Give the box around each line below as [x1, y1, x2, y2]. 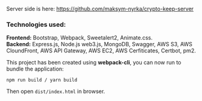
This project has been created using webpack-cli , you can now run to [6, 59, 181, 66]
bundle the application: [6, 65, 64, 72]
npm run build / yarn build [6, 77, 78, 83]
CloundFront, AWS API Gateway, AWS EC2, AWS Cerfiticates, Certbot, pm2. [6, 47, 197, 54]
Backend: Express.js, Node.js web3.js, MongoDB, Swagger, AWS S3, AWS [6, 41, 193, 48]
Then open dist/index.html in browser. [6, 88, 105, 95]
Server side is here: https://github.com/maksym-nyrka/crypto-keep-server [6, 5, 194, 12]
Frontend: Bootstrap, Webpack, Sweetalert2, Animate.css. [6, 34, 153, 41]
